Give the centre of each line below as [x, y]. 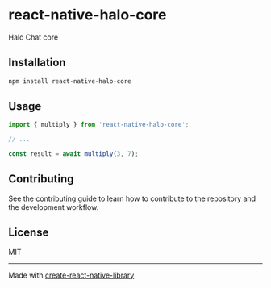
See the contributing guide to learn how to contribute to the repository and [132, 198]
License [29, 233]
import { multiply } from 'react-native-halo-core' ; [99, 125]
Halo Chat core [33, 37]
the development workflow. [54, 207]
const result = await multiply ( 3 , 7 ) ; [73, 154]
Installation [37, 63]
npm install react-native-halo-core [70, 81]
